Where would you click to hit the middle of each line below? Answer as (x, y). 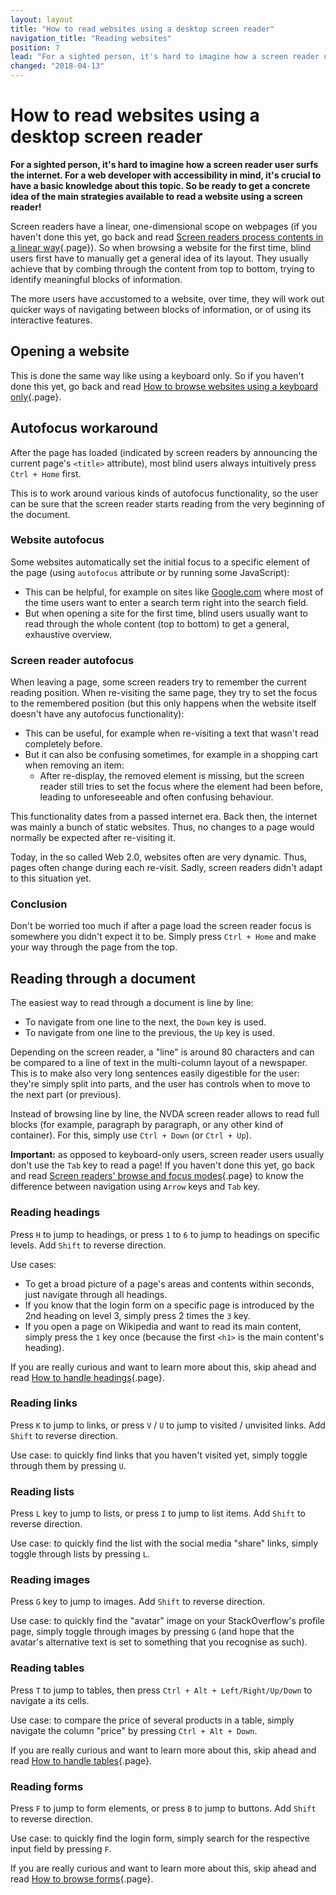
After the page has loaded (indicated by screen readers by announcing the (164, 452)
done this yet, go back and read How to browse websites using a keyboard (164, 386)
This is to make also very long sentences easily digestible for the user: (155, 1073)
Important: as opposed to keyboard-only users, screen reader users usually (167, 1155)
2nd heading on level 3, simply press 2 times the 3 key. (137, 1315)
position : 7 (35, 47)
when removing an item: (74, 765)
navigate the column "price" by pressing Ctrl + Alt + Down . (134, 1730)
